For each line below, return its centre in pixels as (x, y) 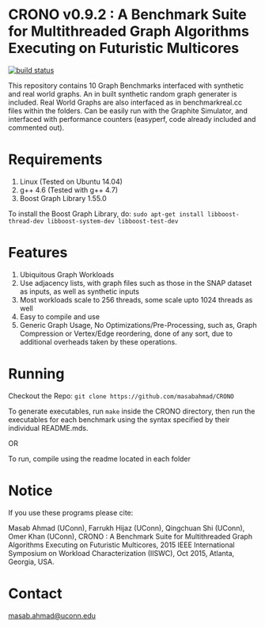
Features (38, 253)
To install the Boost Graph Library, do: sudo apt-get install (106, 213)
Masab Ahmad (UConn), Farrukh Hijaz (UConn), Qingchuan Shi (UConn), (127, 527)
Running (36, 374)
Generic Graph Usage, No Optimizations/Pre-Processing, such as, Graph (138, 325)
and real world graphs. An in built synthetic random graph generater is (123, 93)
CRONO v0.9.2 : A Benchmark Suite (127, 15)
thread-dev (26, 221)
